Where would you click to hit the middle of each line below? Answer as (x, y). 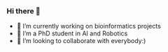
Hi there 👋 (24, 11)
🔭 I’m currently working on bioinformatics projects (89, 26)
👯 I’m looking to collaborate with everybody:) (81, 41)
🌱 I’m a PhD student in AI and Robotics (72, 33)
